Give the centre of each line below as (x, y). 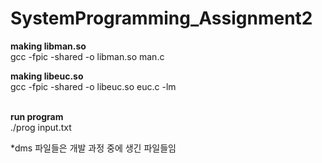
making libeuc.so (47, 76)
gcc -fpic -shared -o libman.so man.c (87, 56)
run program (37, 116)
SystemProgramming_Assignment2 (161, 18)
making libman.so (48, 46)
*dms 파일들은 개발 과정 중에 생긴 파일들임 (93, 148)
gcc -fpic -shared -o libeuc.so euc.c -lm (93, 86)
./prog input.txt (41, 127)
